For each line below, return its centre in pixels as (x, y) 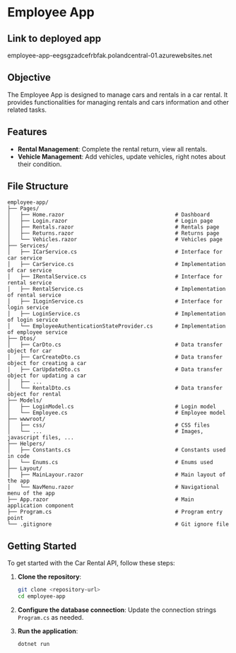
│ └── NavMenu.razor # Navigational (113, 487)
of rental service (34, 295)
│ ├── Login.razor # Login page (110, 221)
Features (27, 132)
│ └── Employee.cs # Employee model (117, 413)
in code (19, 456)
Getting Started (42, 546)
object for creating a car (47, 364)
